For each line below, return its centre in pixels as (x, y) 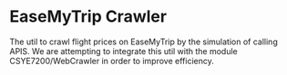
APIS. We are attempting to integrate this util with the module (124, 51)
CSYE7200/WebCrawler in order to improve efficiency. (112, 61)
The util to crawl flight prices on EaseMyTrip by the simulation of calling (143, 42)
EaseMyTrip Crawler (88, 17)
